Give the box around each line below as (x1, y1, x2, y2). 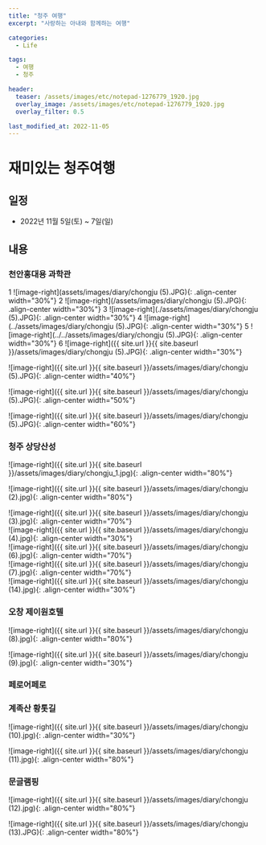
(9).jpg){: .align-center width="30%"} (8, 658, 133, 667)
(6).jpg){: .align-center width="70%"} (8, 551, 133, 560)
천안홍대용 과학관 (8, 269, 72, 280)
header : (8, 85, 35, 93)
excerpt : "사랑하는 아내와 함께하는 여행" (8, 19, 131, 27)
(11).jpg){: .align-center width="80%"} (8, 754, 134, 764)
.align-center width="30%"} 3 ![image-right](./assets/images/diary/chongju (8, 304, 259, 314)
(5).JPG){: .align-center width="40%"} (8, 371, 136, 380)
